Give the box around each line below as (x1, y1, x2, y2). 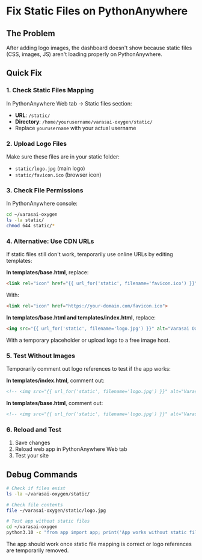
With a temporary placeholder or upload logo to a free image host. (6, 336, 170, 344)
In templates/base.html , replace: (6, 269, 89, 276)
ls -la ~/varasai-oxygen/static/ (6, 491, 90, 497)
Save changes (14, 439, 50, 447)
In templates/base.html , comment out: (6, 400, 103, 406)
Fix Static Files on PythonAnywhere (6, 4, 188, 18)
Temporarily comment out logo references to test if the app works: (6, 365, 171, 373)
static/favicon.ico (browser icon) (14, 171, 102, 178)
